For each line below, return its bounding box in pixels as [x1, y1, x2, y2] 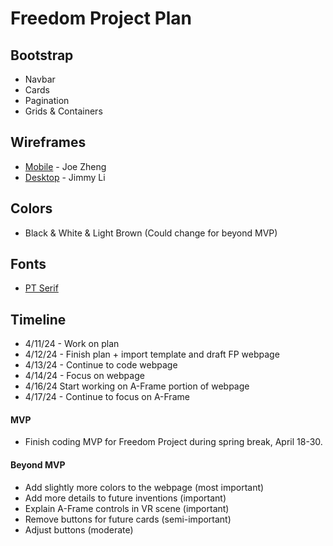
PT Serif [24, 282, 59, 294]
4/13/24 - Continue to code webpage [24, 359, 178, 371]
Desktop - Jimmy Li [24, 171, 106, 183]
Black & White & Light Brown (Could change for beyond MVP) [24, 227, 278, 239]
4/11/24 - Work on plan [24, 338, 120, 350]
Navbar [24, 73, 56, 85]
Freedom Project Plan [10, 7, 193, 30]
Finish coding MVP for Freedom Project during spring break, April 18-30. [24, 436, 323, 448]
